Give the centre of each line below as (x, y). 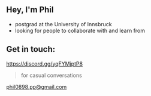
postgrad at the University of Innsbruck (63, 24)
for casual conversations (51, 75)
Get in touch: (31, 49)
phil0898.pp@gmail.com (37, 86)
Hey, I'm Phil (30, 10)
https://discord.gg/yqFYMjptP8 (44, 64)
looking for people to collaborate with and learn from (80, 30)
